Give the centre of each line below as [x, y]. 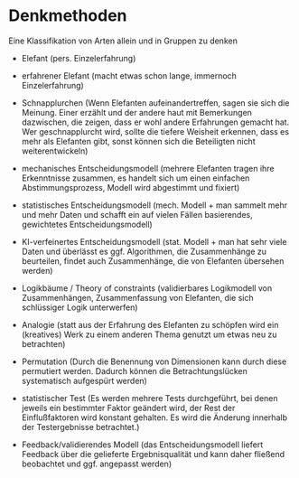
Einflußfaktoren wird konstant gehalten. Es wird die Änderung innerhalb [154, 417]
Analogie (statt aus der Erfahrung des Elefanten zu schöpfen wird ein [150, 324]
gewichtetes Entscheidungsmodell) [87, 224]
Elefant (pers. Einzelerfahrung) [79, 58]
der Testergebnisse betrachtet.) [80, 426]
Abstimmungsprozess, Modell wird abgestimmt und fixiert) [131, 187]
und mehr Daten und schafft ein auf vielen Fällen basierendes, [137, 214]
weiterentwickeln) [55, 151]
